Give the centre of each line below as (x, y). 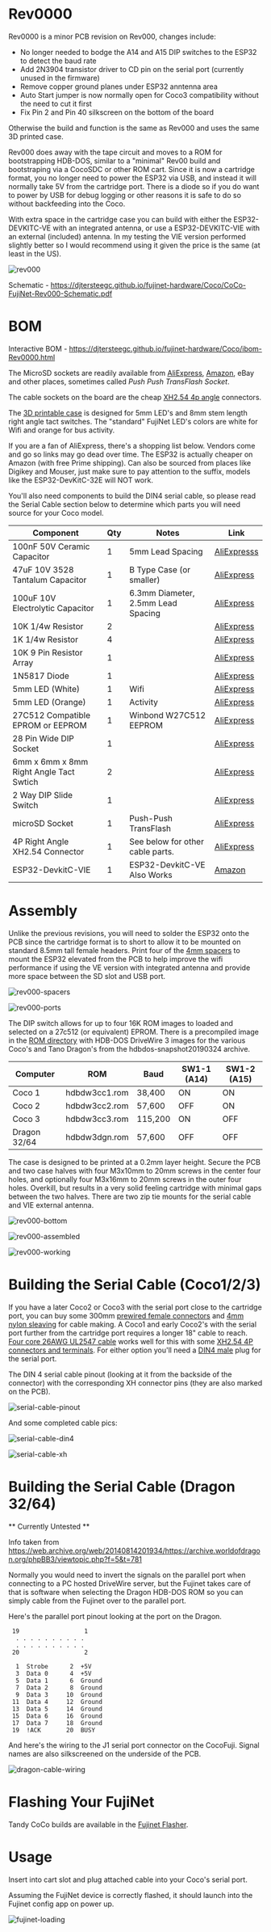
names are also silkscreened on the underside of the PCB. (105, 1753)
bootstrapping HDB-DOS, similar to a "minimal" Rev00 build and (115, 160)
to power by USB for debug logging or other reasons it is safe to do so (125, 195)
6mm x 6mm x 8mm (50, 761)
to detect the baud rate (58, 61)
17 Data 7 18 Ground (57, 1723)
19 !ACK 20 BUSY (53, 1730)
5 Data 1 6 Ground (59, 1681)
